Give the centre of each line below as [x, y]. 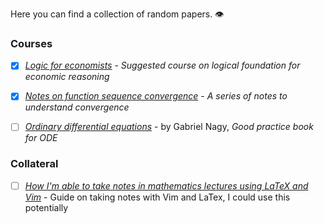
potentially [46, 207]
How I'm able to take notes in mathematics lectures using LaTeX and [166, 185]
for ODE [41, 138]
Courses [31, 43]
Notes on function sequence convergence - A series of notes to [156, 96]
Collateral [34, 164]
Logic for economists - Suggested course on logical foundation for [162, 65]
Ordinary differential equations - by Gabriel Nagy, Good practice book [169, 127]
